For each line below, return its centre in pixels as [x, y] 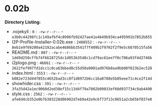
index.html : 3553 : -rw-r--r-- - [43, 73]
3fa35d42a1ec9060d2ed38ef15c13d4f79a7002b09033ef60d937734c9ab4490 [82, 89]
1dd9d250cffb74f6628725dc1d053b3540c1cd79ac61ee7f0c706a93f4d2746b [82, 58]
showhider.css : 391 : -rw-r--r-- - [46, 83]
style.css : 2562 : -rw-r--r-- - [41, 94]
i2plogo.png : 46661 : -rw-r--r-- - [45, 63]
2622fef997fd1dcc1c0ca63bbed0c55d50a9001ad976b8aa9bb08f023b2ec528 [82, 68]
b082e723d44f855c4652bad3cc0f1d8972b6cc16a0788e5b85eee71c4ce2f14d [82, 79]
